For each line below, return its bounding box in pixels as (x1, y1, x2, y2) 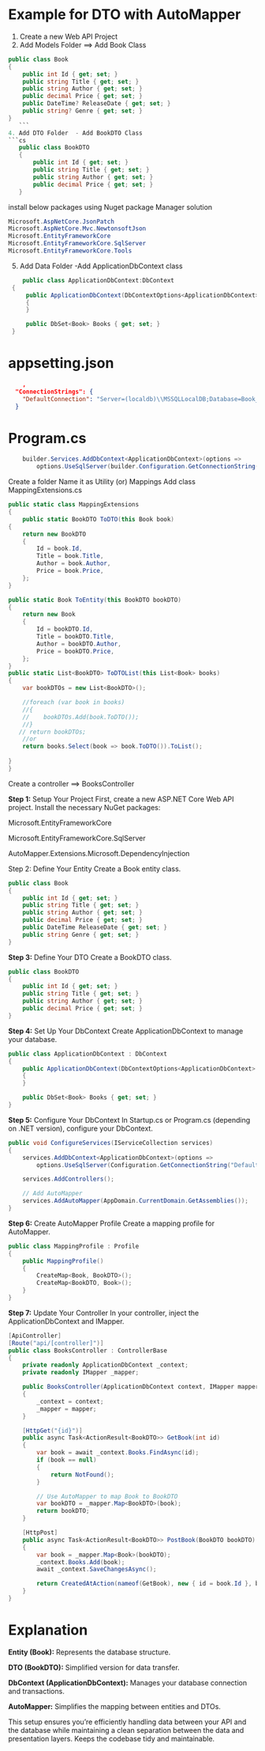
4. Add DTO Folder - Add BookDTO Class (8, 129, 144, 137)
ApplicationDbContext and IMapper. (8, 1316, 125, 1326)
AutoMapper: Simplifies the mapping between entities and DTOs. (8, 1701, 221, 1711)
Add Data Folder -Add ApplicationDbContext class (19, 261, 183, 271)
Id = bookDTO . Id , (36, 625, 93, 634)
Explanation (8, 1621, 88, 1639)
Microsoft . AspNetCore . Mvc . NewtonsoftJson (8, 225, 147, 233)
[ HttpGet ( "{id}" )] (22, 1427, 83, 1435)
